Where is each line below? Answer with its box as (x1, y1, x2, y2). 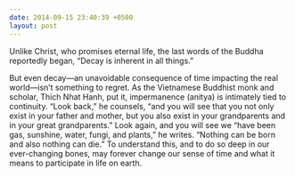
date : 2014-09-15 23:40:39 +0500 (9, 12, 134, 22)
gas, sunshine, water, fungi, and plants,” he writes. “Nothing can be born (9, 129, 276, 140)
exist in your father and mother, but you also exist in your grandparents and (9, 110, 286, 121)
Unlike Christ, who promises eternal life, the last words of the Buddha (9, 45, 265, 56)
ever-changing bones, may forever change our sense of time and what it (9, 148, 275, 158)
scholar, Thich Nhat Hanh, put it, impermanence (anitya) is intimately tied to (9, 91, 287, 102)
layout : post (9, 21, 58, 30)
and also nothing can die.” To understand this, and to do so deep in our (9, 139, 270, 149)
